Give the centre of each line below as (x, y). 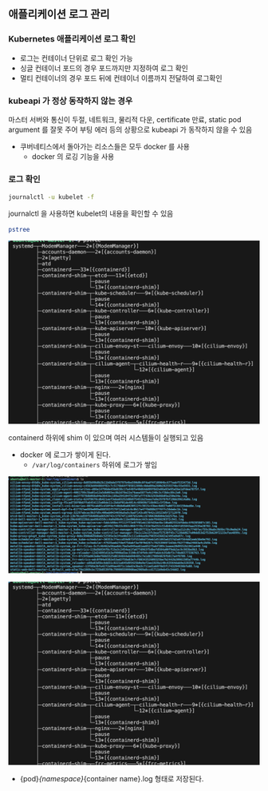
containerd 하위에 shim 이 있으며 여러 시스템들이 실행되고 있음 (106, 438)
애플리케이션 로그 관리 (59, 14)
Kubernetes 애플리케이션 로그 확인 (72, 39)
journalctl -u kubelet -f (51, 197)
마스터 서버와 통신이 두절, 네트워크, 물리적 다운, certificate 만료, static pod (125, 119)
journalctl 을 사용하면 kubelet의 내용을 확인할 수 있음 (91, 213)
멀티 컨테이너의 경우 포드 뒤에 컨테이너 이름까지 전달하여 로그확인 (121, 78)
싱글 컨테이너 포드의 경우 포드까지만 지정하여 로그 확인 (104, 68)
